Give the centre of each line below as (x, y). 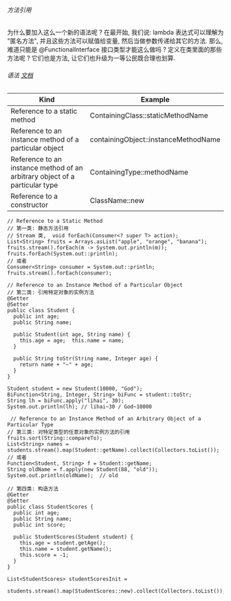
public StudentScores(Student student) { (74, 537)
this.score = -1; (44, 555)
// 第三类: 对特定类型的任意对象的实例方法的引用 (69, 433)
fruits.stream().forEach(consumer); (59, 273)
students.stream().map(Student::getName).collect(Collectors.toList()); (113, 450)
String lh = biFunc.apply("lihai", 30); (66, 401)
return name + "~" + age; (57, 365)
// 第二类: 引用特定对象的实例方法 (51, 293)
